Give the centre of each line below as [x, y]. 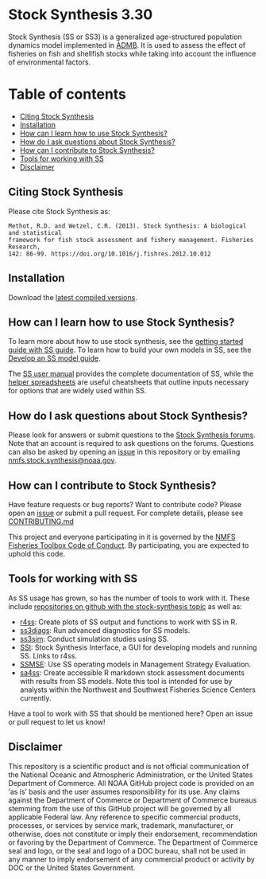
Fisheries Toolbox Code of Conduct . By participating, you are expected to [129, 545]
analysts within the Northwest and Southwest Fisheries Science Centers [138, 690]
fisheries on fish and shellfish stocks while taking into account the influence [132, 53]
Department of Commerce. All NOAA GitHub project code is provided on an [131, 783]
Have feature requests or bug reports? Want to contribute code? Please [125, 504]
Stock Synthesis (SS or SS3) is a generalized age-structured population [125, 37]
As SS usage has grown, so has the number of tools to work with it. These [129, 598]
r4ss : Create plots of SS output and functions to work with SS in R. [129, 622]
